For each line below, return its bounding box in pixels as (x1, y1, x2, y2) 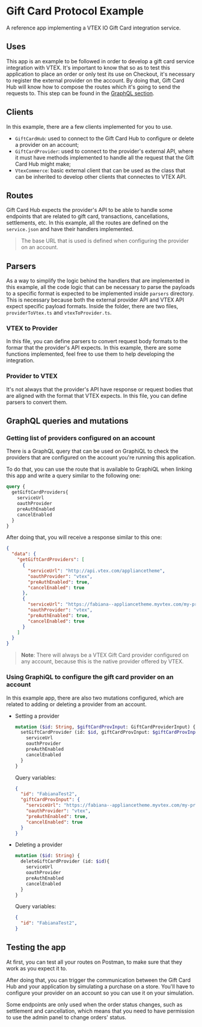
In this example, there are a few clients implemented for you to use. (6, 123, 173, 130)
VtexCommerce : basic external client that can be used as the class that (14, 167, 185, 174)
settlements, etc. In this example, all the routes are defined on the (6, 219, 168, 226)
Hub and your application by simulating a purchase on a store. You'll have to (6, 982, 195, 990)
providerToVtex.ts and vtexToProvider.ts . (6, 309, 112, 317)
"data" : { (11, 551, 36, 557)
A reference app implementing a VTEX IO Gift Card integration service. (6, 24, 182, 31)
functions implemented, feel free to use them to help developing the (6, 350, 174, 358)
